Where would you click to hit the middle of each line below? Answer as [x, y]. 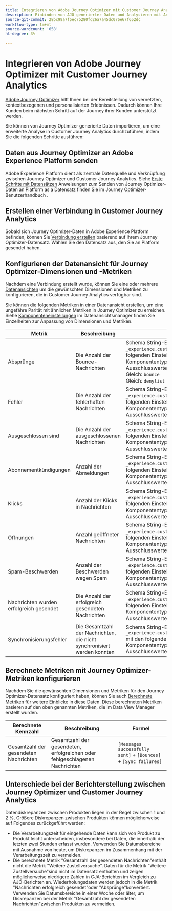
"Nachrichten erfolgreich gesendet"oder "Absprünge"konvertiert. [81, 887]
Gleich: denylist [145, 381]
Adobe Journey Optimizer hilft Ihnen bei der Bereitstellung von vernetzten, [84, 99]
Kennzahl [27, 732]
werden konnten [95, 652]
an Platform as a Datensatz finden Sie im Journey [71, 189]
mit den [135, 639]
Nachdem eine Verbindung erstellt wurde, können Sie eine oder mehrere [82, 284]
